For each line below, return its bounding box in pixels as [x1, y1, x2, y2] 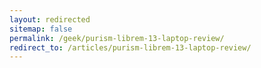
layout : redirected [9, 14, 91, 25]
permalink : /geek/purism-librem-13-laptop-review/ [9, 33, 225, 43]
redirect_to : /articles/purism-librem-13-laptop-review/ [9, 42, 252, 53]
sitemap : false [9, 24, 73, 34]
